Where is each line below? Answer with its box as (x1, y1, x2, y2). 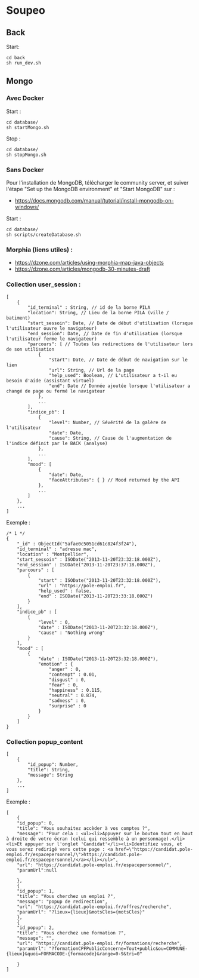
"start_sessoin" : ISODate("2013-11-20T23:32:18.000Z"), (17, 556, 161, 562)
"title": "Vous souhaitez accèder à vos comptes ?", (17, 825, 151, 831)
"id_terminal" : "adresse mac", (17, 546, 97, 552)
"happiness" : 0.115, (48, 687, 102, 693)
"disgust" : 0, (48, 676, 86, 683)
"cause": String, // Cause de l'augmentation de (48, 435, 172, 441)
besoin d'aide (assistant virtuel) (6, 378, 95, 384)
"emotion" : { (38, 661, 73, 667)
